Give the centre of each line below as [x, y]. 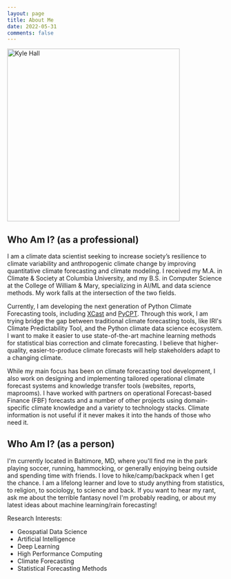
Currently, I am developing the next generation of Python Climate [99, 306]
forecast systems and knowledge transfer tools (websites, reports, [101, 386]
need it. [18, 423]
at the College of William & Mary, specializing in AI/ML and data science [109, 286]
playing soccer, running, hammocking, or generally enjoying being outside [112, 468]
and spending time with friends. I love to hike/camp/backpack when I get [111, 475]
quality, [18, 350]
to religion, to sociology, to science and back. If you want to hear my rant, [111, 490]
